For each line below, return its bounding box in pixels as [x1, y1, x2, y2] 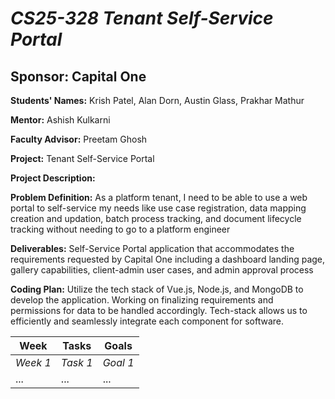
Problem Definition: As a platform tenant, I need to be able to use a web [10, 192, 308, 203]
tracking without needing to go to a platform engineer [10, 223, 231, 235]
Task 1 [60, 356, 93, 369]
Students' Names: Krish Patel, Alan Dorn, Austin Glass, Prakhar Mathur [10, 95, 305, 106]
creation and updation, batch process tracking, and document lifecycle [10, 213, 302, 224]
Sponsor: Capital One [10, 68, 147, 85]
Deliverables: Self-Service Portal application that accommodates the [10, 243, 295, 254]
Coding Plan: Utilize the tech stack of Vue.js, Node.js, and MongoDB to [10, 283, 304, 295]
